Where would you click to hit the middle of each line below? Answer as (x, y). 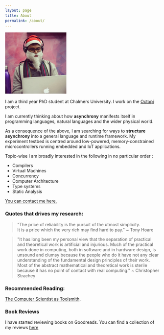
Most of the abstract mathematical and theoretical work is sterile (82, 265)
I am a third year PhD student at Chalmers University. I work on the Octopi (80, 102)
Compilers (23, 166)
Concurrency (25, 176)
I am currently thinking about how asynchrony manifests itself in (70, 116)
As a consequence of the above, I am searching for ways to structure (75, 131)
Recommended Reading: (35, 288)
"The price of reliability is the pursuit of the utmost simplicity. (79, 224)
